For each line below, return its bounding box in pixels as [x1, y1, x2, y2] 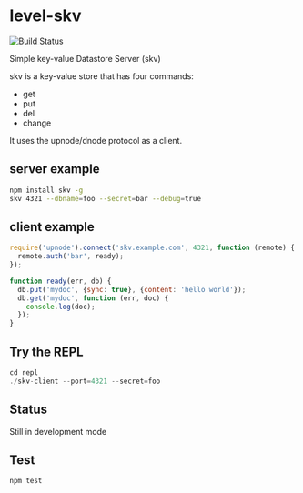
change [22, 117, 52, 128]
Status [9, 402, 48, 418]
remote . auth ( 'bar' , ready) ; [17, 252, 125, 261]
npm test [9, 477, 43, 486]
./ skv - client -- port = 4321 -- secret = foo [9, 377, 161, 386]
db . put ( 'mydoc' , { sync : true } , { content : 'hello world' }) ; [17, 285, 247, 294]
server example [9, 161, 100, 177]
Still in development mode [9, 426, 107, 437]
